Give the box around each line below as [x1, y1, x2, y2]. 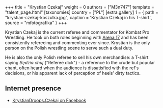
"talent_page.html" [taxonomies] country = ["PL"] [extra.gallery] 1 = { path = [5, 9, 159, 15]
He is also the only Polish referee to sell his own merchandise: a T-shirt [5, 54, 149, 60]
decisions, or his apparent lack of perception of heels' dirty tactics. [5, 70, 141, 76]
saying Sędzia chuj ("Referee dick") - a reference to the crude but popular [5, 60, 155, 65]
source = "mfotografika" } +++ [5, 20, 67, 26]
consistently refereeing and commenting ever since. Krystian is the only [5, 40, 150, 46]
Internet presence [5, 84, 61, 93]
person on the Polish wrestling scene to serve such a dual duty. [5, 45, 134, 51]
